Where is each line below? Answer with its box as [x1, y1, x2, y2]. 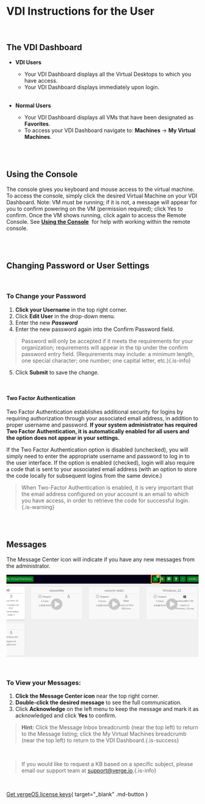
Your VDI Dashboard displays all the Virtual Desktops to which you [24, 70, 192, 78]
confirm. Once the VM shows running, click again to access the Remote [6, 211, 187, 218]
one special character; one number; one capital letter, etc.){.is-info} [21, 357, 191, 364]
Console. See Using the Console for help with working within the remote [6, 218, 190, 225]
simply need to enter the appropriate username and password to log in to [6, 452, 190, 460]
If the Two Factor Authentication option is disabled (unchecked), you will [6, 445, 189, 453]
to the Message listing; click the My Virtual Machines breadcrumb [21, 730, 187, 737]
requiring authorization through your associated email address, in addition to [6, 414, 199, 422]
